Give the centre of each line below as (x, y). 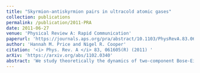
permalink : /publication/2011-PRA (49, 22)
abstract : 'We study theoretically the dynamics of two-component (90, 61)
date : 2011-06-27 (28, 28)
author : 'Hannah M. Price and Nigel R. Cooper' (66, 45)
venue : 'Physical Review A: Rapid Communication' (69, 34)
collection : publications (38, 17)
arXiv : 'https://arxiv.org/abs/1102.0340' (60, 55)
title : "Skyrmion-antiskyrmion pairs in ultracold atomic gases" (89, 11)
